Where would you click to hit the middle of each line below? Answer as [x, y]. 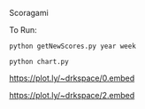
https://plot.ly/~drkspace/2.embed [72, 95]
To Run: [23, 30]
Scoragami [29, 13]
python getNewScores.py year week [73, 46]
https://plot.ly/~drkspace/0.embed [72, 78]
